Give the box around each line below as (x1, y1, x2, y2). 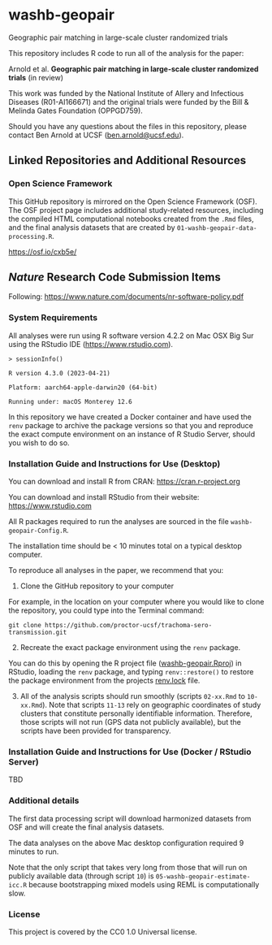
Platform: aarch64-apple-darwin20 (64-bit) (8, 384, 158, 392)
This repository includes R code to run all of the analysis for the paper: (8, 48, 244, 58)
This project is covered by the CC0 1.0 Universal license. (8, 926, 197, 936)
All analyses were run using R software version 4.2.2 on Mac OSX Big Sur (8, 331, 254, 340)
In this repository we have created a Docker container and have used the (8, 412, 252, 422)
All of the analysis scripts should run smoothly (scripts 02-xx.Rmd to (19, 691, 246, 701)
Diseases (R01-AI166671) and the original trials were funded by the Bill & (8, 97, 249, 106)
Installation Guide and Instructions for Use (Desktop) (8, 457, 221, 469)
